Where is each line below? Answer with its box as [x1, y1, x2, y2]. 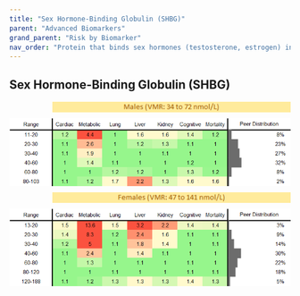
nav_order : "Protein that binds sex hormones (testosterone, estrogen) [9, 43, 281, 52]
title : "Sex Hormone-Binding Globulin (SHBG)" [9, 14, 186, 23]
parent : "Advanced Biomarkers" [9, 23, 126, 33]
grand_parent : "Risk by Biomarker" [9, 33, 142, 42]
